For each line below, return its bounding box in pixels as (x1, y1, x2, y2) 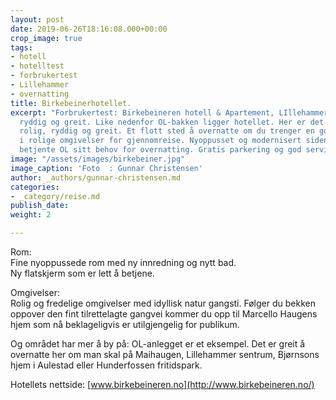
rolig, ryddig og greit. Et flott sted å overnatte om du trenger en (19, 126, 315, 136)
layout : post (10, 14, 65, 25)
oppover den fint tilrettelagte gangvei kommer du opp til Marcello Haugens (10, 308, 318, 320)
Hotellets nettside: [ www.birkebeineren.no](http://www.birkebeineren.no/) (10, 379, 315, 390)
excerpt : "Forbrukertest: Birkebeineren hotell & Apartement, (10, 107, 275, 118)
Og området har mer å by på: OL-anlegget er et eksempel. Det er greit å (10, 338, 306, 350)
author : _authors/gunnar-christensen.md (10, 172, 182, 183)
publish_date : (10, 201, 70, 211)
